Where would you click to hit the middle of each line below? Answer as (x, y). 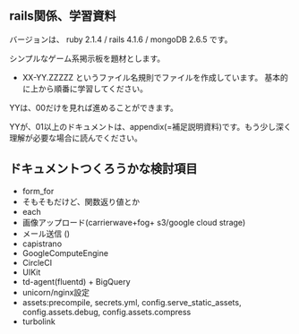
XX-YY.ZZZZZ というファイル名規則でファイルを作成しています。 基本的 (155, 77)
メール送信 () (46, 233)
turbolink (38, 321)
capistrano (42, 244)
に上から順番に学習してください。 (85, 89)
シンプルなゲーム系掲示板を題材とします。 (87, 58)
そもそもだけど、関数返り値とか (81, 201)
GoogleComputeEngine (65, 253)
